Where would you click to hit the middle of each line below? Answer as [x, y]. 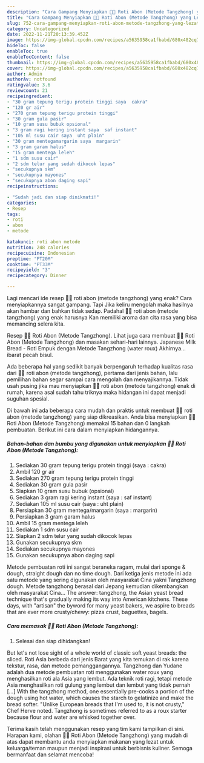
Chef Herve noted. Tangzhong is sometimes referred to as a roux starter [97, 710]
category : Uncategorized [38, 29]
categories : [22, 203]
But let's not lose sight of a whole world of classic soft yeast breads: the [97, 653]
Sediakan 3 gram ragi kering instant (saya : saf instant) [84, 497]
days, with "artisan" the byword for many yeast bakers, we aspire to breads [101, 605]
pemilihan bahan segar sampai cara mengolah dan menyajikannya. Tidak [97, 379]
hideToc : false [26, 46]
